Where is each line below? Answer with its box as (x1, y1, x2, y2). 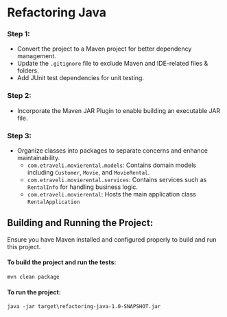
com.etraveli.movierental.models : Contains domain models (27, 161, 197, 169)
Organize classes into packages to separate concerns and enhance (16, 147, 208, 155)
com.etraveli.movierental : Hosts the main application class (27, 190, 197, 199)
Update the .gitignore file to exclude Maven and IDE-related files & (16, 60, 208, 68)
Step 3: (7, 131, 32, 140)
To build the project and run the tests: (7, 258, 117, 266)
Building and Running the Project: (7, 217, 154, 229)
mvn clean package (7, 274, 60, 281)
